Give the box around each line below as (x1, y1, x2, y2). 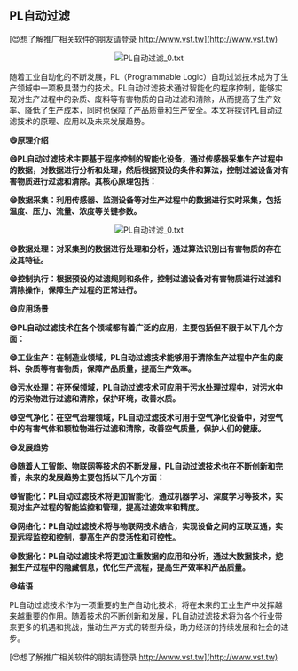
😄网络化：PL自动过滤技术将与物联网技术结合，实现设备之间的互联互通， (9, 520, 276, 531)
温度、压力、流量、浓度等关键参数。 (9, 205, 142, 216)
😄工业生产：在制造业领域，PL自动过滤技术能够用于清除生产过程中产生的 (9, 351, 276, 362)
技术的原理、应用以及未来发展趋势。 (16, 115, 149, 126)
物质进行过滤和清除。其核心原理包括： (16, 176, 157, 186)
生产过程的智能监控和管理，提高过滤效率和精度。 (24, 501, 204, 512)
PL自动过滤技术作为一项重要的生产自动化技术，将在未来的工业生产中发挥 (9, 599, 275, 610)
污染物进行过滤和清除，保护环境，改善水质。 (16, 393, 180, 404)
